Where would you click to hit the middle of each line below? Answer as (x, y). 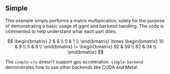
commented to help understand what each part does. (61, 31)
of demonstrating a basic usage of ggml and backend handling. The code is (84, 26)
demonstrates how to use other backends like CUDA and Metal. (72, 67)
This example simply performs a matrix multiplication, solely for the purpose (85, 20)
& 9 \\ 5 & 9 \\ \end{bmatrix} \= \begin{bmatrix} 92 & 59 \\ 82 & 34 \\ (86, 46)
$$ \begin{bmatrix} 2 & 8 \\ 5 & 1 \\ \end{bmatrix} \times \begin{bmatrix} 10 (86, 41)
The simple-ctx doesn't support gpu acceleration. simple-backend (74, 62)
